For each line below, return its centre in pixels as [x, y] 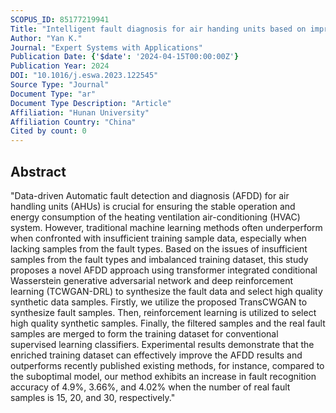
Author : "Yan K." [46, 38]
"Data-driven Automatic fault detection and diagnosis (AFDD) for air [150, 195]
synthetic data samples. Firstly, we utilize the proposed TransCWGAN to [159, 302]
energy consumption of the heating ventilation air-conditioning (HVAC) [155, 217]
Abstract [38, 171]
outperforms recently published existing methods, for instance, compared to [167, 365]
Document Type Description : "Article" [91, 103]
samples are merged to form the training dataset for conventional [144, 333]
